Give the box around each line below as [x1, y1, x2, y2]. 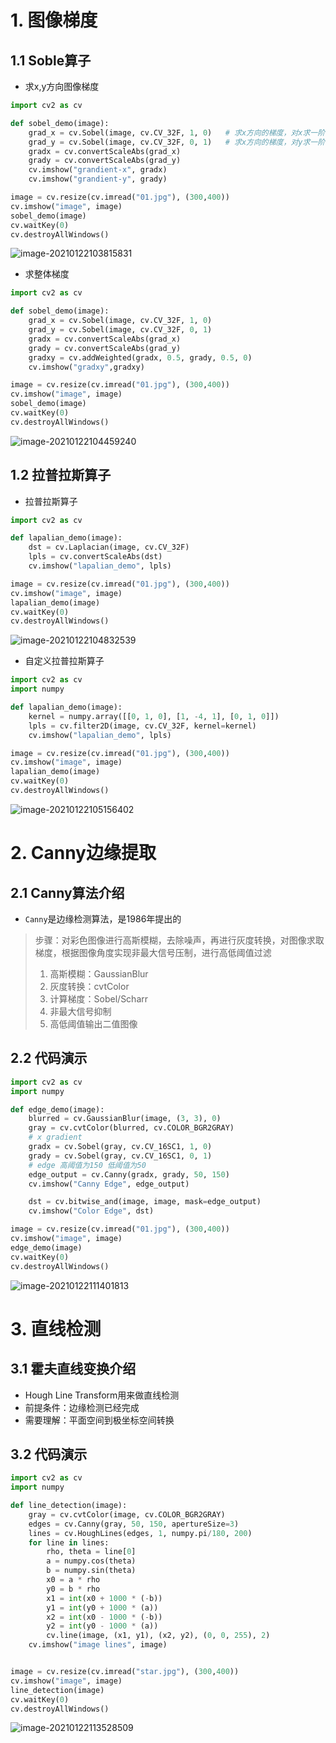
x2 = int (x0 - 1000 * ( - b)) [46, 1612, 163, 1622]
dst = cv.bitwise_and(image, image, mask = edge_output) [28, 1197, 262, 1207]
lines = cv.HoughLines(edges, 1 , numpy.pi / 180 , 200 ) [28, 1528, 253, 1538]
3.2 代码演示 [10, 1446, 88, 1463]
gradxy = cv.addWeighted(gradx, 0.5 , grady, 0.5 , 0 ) [28, 352, 253, 363]
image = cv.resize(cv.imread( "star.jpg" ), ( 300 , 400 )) [10, 1667, 240, 1677]
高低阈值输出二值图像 [49, 1017, 138, 1030]
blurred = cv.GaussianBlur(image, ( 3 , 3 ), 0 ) [28, 1114, 222, 1124]
